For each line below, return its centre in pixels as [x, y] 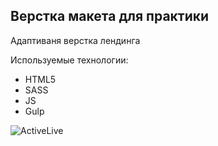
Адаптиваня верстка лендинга [75, 40]
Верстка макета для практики [110, 16]
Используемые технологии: [69, 60]
